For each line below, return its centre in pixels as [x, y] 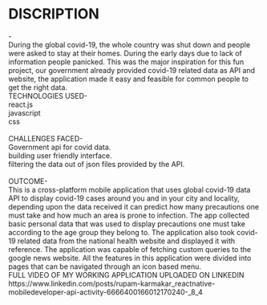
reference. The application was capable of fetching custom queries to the [129, 249]
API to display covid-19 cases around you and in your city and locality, [124, 198]
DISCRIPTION [54, 14]
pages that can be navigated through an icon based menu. [105, 266]
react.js [21, 104]
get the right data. [38, 87]
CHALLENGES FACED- [46, 138]
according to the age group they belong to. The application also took [121, 232]
